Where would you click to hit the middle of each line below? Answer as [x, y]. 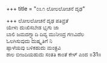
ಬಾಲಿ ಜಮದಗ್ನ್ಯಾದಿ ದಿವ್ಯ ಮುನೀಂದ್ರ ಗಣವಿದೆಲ [45, 34]
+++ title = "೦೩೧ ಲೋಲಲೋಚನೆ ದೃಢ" [46, 9]
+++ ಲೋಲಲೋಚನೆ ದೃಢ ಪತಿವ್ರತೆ [38, 21]
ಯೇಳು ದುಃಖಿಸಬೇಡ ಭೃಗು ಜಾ [32, 27]
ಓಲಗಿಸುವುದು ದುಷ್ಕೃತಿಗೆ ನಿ [29, 41]
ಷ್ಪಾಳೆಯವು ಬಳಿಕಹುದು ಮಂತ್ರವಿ [34, 48]
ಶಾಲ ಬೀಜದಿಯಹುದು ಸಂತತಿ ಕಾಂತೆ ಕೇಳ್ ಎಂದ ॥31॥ [54, 54]
